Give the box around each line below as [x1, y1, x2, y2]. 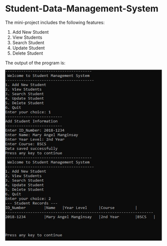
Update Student [12, 45, 45, 51]
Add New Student [12, 29, 49, 35]
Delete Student [12, 50, 43, 56]
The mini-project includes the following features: [5, 19, 105, 25]
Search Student [12, 39, 45, 45]
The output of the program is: [5, 60, 66, 66]
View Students [12, 34, 42, 40]
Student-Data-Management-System [5, 3, 159, 14]
